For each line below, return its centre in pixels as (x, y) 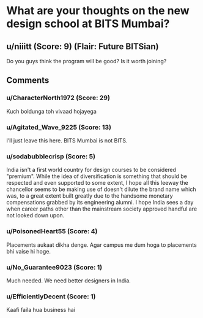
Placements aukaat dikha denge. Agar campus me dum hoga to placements (102, 245)
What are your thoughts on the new (98, 11)
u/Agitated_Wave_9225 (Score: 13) (59, 127)
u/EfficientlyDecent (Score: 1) (51, 297)
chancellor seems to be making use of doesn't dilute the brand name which (102, 189)
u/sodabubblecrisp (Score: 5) (51, 156)
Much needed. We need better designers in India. (69, 281)
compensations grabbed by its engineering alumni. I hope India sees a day (100, 203)
